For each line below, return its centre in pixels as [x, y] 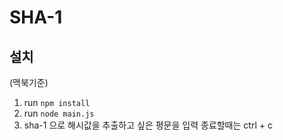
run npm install [57, 102]
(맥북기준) [29, 82]
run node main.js [59, 113]
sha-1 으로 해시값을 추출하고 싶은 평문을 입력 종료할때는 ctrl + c [148, 125]
